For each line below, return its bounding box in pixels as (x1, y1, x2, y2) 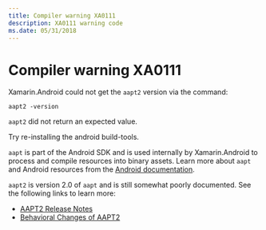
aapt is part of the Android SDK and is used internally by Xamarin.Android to (8, 148, 258, 157)
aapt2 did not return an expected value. (8, 117, 138, 126)
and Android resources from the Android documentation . (8, 165, 196, 174)
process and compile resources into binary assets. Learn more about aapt (8, 157, 252, 166)
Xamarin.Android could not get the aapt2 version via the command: (8, 87, 228, 97)
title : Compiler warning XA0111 (8, 11, 116, 20)
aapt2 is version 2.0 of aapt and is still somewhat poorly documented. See (8, 180, 252, 190)
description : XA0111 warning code (8, 19, 124, 27)
